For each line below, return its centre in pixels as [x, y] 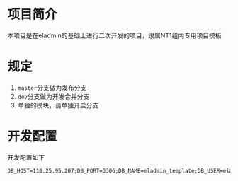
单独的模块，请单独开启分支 [58, 105]
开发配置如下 [26, 157]
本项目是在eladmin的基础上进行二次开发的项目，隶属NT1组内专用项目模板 [114, 35]
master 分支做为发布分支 [52, 87]
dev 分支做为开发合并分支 [53, 96]
